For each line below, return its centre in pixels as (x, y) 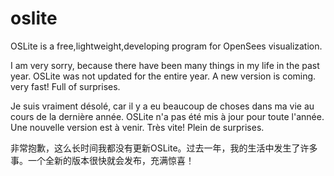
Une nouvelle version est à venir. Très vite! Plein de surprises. (137, 127)
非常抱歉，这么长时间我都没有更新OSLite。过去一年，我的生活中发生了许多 (164, 148)
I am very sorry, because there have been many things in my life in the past (165, 65)
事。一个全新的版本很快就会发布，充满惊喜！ (102, 160)
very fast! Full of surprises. (65, 86)
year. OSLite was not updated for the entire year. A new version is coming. (163, 76)
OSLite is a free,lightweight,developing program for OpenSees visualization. (166, 46)
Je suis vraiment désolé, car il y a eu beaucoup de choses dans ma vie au (162, 106)
